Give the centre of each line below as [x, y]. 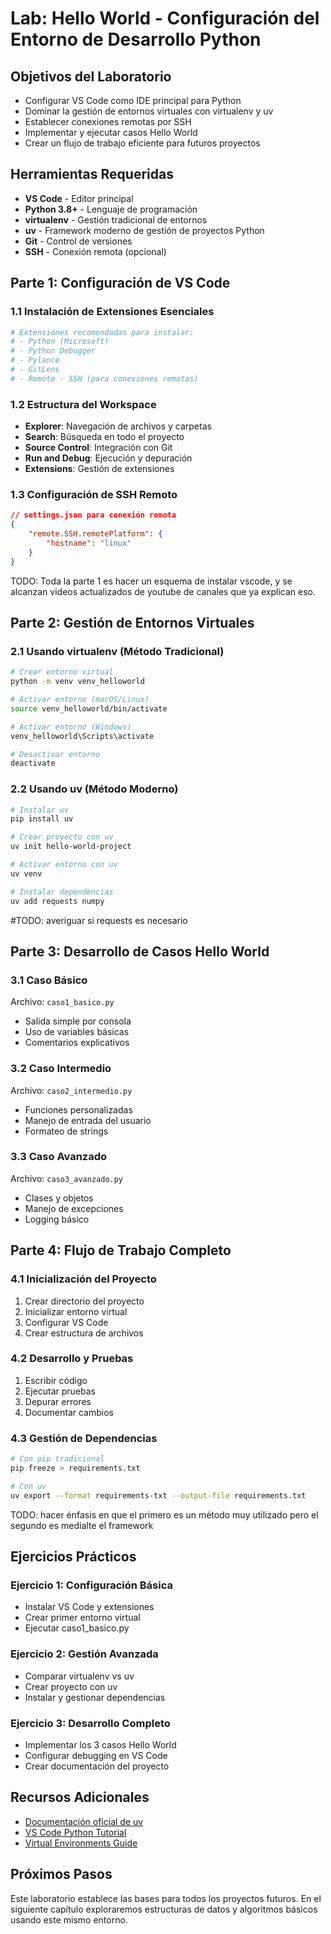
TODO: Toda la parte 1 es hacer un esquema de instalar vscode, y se [151, 581]
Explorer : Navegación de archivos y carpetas [118, 426]
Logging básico [57, 1219]
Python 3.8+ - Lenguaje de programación [111, 209]
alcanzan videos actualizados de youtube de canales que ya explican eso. [163, 591]
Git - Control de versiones [78, 241]
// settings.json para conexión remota [93, 515]
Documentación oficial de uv [84, 1821]
